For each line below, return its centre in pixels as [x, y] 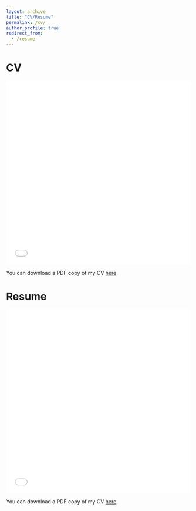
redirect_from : [25, 33]
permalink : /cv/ [26, 22]
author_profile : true [33, 28]
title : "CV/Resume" [30, 17]
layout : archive [26, 11]
